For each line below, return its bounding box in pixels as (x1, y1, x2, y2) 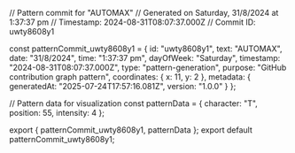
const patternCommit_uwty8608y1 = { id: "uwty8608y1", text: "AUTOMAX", (9, 43, 283, 54)
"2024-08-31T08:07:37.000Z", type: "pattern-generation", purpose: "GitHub (9, 62, 287, 73)
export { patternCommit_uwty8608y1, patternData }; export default (9, 125, 252, 135)
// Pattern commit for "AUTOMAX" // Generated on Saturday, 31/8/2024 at (9, 8, 279, 18)
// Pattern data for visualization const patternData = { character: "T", (9, 98, 259, 109)
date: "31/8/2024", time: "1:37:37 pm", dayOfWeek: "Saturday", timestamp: (9, 53, 281, 63)
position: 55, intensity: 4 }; (9, 108, 105, 118)
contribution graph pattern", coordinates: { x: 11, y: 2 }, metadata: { (9, 72, 251, 82)
